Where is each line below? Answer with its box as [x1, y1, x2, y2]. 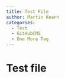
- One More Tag [11, 36, 49, 42]
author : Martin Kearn [6, 14, 60, 20]
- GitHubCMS [11, 31, 41, 37]
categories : [6, 19, 35, 25]
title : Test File [6, 8, 49, 15]
